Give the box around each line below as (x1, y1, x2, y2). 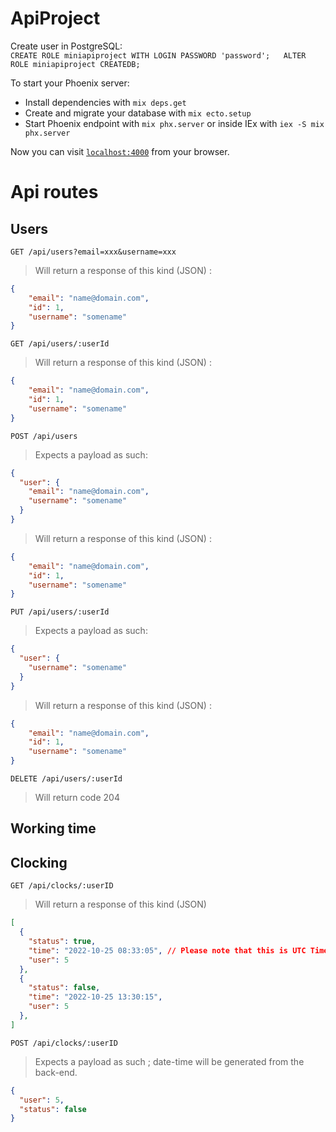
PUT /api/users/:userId (10, 607, 110, 617)
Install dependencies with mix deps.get (24, 96, 187, 108)
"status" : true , (28, 937, 97, 947)
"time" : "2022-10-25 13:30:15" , (28, 992, 163, 1002)
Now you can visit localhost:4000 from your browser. (10, 145, 230, 157)
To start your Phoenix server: (10, 77, 130, 89)
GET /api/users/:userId (10, 339, 110, 349)
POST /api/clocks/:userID (10, 1038, 118, 1048)
